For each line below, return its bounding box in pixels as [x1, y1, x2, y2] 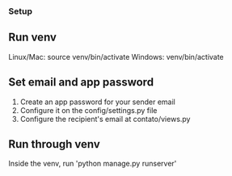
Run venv [8, 31, 57, 44]
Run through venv [8, 137, 101, 151]
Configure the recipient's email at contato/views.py [19, 114, 191, 124]
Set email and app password [8, 75, 154, 90]
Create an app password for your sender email [19, 97, 175, 107]
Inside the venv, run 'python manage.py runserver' [8, 159, 177, 169]
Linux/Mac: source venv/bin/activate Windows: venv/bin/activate [8, 52, 224, 61]
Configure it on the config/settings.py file [19, 105, 158, 115]
